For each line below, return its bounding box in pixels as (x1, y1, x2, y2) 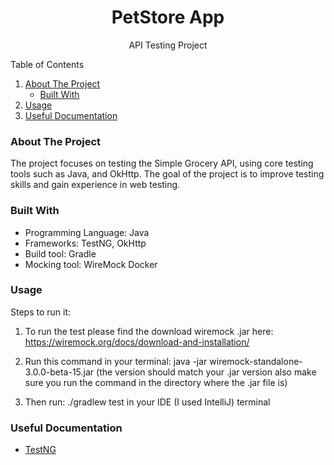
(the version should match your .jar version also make (96, 366, 317, 378)
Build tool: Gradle (24, 247, 97, 260)
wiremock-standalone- (209, 355, 303, 367)
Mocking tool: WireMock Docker (24, 258, 158, 270)
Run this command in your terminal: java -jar (24, 355, 208, 367)
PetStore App (111, 6, 225, 29)
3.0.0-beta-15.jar (24, 366, 95, 378)
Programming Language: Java (24, 226, 150, 238)
